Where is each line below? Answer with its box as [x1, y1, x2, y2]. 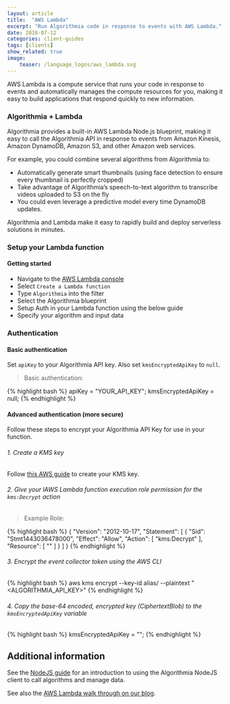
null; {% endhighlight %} [7, 395, 77, 403]
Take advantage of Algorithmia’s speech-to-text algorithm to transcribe [16, 183, 218, 191]
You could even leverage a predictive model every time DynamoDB [16, 197, 206, 206]
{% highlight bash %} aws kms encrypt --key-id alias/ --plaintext [7, 578, 190, 587]
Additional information [7, 650, 105, 662]
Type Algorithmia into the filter [16, 290, 105, 298]
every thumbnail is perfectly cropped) [16, 176, 124, 184]
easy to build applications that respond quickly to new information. [7, 94, 195, 103]
